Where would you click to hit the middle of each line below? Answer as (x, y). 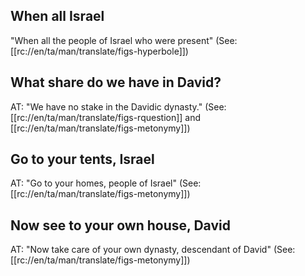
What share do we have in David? (116, 82)
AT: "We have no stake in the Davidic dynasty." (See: (118, 106)
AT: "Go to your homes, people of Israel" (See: (106, 183)
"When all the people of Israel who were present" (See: (124, 40)
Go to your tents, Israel (82, 159)
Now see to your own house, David (120, 225)
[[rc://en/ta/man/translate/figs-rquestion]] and (106, 117)
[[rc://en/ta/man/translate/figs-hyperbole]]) (99, 51)
